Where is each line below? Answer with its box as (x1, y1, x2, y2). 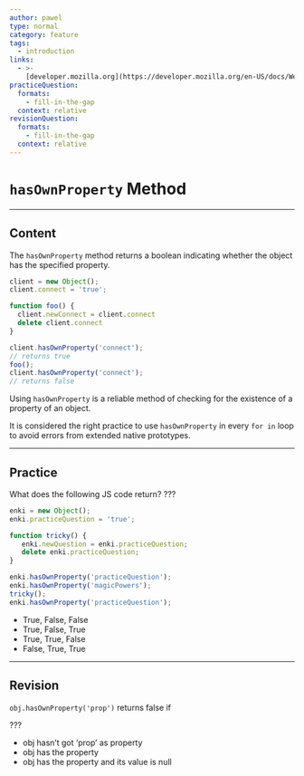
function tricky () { (9, 531, 88, 540)
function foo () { (9, 302, 75, 311)
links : (9, 55, 34, 64)
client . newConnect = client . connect (17, 310, 156, 320)
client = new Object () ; (9, 277, 100, 286)
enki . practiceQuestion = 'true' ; (9, 514, 136, 523)
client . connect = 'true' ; (9, 285, 107, 294)
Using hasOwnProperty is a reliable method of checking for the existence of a (9, 393, 293, 404)
